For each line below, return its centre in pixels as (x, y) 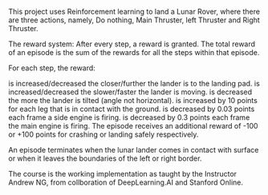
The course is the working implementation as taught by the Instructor (123, 174)
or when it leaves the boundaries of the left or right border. (105, 158)
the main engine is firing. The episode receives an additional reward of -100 (133, 126)
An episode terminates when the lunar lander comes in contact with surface (134, 150)
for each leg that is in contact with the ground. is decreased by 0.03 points (132, 109)
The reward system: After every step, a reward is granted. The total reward (132, 44)
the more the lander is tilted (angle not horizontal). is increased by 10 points (133, 100)
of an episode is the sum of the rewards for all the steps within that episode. (134, 52)
